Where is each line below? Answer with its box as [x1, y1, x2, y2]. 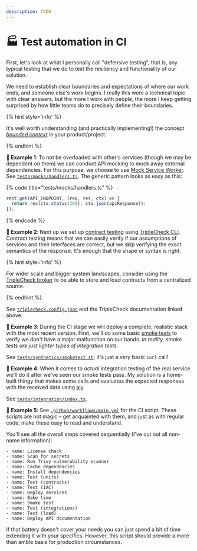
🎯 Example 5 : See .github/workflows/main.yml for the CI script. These [6, 407, 177, 414]
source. [6, 283, 25, 290]
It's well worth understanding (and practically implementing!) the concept [6, 125, 185, 132]
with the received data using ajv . [6, 384, 85, 391]
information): [21, 437, 52, 444]
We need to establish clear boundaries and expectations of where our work [6, 83, 189, 90]
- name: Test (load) [6, 510, 57, 517]
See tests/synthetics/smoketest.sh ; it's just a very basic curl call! [6, 354, 169, 361]
